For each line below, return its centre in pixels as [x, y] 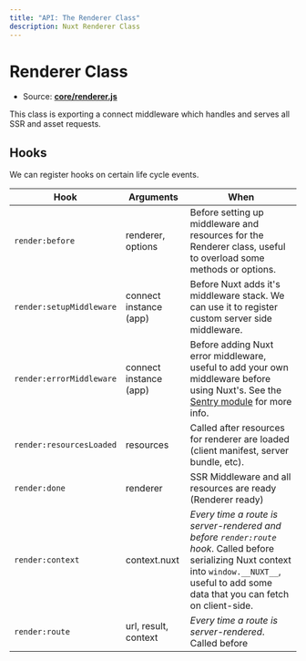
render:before [45, 241]
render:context [47, 560]
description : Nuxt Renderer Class [75, 26]
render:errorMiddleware [66, 379]
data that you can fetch [240, 594]
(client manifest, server [240, 450]
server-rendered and [236, 526]
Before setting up [227, 212]
